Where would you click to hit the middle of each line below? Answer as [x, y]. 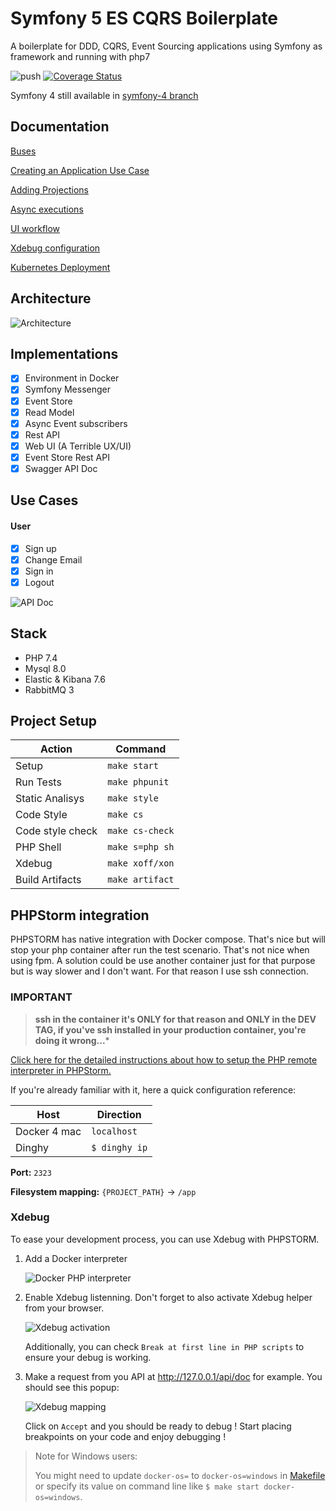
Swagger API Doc [61, 468]
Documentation [60, 127]
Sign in [39, 571]
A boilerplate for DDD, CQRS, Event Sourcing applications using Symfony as [166, 46]
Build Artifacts [48, 880]
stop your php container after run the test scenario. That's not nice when [160, 950]
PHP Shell [38, 847]
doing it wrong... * [72, 1040]
